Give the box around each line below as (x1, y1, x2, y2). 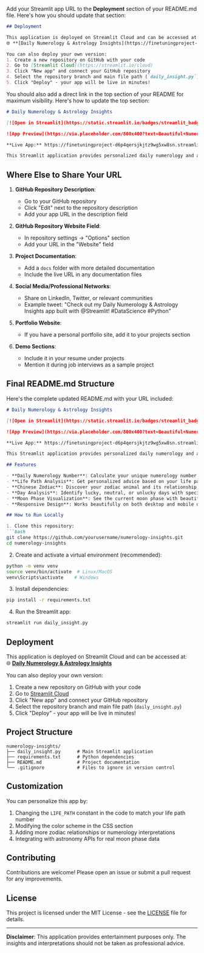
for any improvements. (6, 875, 63, 883)
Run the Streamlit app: (15, 608, 71, 615)
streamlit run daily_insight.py (6, 620, 88, 626)
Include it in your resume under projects (24, 355, 124, 362)
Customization (6, 781, 64, 791)
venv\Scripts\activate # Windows (6, 574, 99, 580)
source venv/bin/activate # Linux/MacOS (6, 568, 113, 575)
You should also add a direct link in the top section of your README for (6, 90, 184, 98)
